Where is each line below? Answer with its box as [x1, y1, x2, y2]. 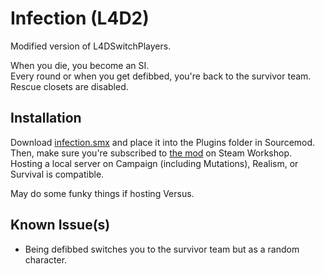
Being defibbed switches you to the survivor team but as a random [24, 243, 300, 255]
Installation [10, 110, 82, 127]
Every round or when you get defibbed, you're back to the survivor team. [10, 70, 312, 82]
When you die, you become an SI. [10, 59, 150, 71]
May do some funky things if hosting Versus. [10, 187, 195, 199]
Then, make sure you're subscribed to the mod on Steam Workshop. [10, 147, 293, 159]
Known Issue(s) [10, 217, 111, 234]
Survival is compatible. [10, 168, 105, 180]
